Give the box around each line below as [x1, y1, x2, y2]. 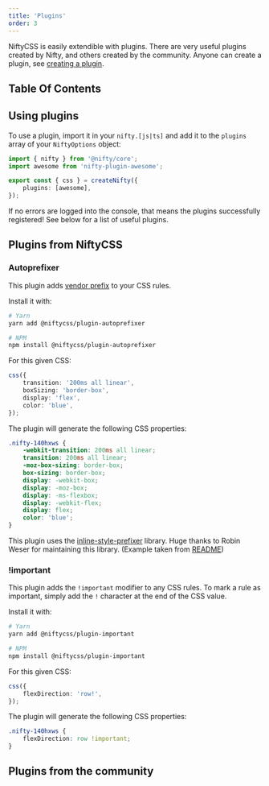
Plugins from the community [8, 764, 154, 778]
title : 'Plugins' [8, 11, 67, 20]
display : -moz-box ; [22, 484, 88, 492]
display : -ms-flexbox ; [22, 491, 99, 499]
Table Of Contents [8, 81, 102, 95]
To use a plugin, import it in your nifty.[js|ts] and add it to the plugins [8, 130, 247, 140]
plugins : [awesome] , [22, 184, 92, 192]
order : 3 [8, 19, 38, 27]
